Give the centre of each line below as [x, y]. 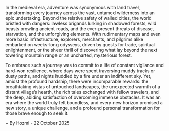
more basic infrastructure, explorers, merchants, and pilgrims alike [74, 39]
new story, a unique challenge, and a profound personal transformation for [83, 108]
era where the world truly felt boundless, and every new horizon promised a [84, 103]
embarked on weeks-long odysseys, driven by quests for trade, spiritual [80, 45]
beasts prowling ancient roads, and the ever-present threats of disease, [80, 29]
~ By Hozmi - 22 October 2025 [37, 123]
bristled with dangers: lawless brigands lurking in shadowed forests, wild [81, 23]
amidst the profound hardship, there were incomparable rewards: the [77, 81]
